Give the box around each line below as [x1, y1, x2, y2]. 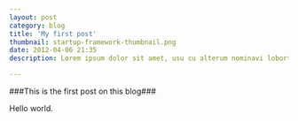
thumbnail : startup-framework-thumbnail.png [9, 37, 176, 47]
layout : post [9, 12, 58, 22]
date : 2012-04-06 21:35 [9, 46, 98, 55]
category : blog [9, 21, 66, 30]
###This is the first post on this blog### [9, 86, 157, 96]
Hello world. [9, 103, 53, 113]
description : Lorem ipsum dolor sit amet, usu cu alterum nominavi [9, 54, 264, 63]
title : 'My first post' [9, 29, 98, 38]
